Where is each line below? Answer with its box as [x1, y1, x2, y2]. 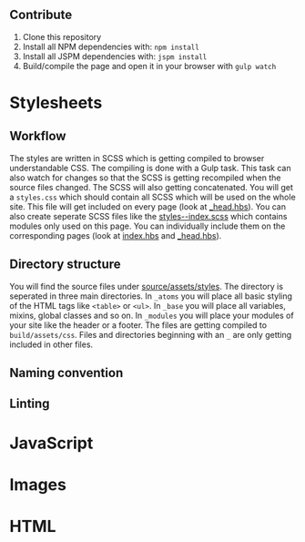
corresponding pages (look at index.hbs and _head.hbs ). [9, 230, 222, 240]
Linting [9, 396, 50, 412]
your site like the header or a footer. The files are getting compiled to [9, 319, 267, 331]
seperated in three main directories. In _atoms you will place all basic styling [9, 291, 293, 302]
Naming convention [9, 365, 124, 381]
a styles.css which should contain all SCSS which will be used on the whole [9, 191, 296, 202]
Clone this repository [22, 31, 102, 42]
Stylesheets [9, 93, 103, 113]
